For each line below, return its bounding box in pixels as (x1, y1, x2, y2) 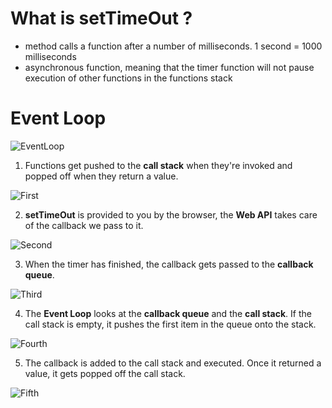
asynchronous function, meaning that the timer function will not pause (24, 61, 315, 73)
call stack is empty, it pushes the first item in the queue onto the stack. (24, 318, 317, 330)
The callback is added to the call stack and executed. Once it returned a (24, 357, 322, 369)
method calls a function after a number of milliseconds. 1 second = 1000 (24, 40, 323, 52)
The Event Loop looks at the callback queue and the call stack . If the (24, 307, 312, 319)
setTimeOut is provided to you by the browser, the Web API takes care (24, 208, 318, 221)
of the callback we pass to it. (24, 219, 144, 231)
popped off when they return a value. (24, 170, 179, 182)
